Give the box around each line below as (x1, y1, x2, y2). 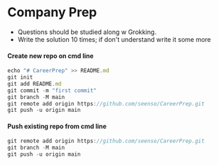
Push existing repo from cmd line (7, 122, 107, 130)
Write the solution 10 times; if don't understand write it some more (17, 35, 212, 43)
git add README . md (7, 80, 62, 87)
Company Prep (7, 4, 97, 21)
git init (7, 74, 33, 81)
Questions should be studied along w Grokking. (17, 28, 157, 36)
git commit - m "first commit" (7, 86, 97, 94)
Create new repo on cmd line (7, 51, 94, 60)
